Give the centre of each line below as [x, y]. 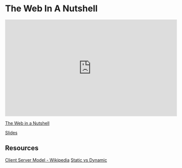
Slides [11, 133]
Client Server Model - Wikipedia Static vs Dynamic [56, 160]
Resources [22, 148]
